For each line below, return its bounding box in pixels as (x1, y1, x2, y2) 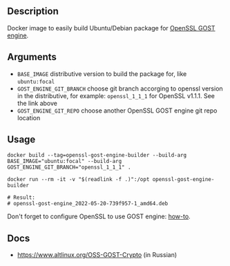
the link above (17, 99, 57, 107)
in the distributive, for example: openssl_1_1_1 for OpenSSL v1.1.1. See (17, 91, 215, 99)
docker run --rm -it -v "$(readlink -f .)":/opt (7, 176, 150, 183)
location (17, 113, 41, 122)
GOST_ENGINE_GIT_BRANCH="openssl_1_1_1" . (7, 164, 131, 171)
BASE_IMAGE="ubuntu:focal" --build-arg (7, 158, 122, 165)
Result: (13, 194, 36, 201)
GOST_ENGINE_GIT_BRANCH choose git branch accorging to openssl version (17, 84, 223, 93)
